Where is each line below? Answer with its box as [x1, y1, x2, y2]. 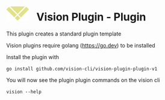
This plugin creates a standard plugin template [6, 30, 122, 37]
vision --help [6, 89, 42, 95]
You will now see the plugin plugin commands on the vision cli [6, 76, 160, 84]
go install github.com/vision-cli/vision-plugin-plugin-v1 [6, 66, 158, 72]
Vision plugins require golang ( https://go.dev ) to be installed [6, 42, 155, 49]
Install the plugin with [6, 53, 59, 60]
